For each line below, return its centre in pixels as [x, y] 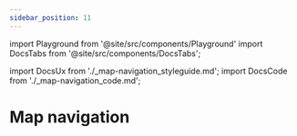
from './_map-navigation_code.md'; [75, 80]
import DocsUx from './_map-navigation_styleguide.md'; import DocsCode [148, 71]
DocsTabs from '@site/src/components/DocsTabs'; [105, 53]
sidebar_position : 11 [51, 18]
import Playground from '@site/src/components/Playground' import [136, 44]
